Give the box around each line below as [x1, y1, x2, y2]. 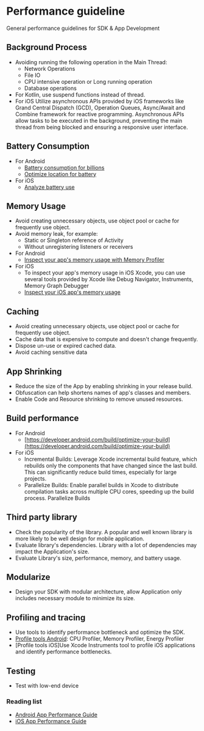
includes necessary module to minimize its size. [15, 595, 135, 602]
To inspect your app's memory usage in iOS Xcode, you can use [24, 269, 186, 276]
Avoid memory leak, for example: [15, 230, 99, 238]
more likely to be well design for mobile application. [15, 535, 144, 542]
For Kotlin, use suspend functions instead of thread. [15, 90, 146, 98]
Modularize [6, 572, 51, 582]
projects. [24, 475, 47, 482]
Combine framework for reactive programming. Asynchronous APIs [15, 110, 185, 117]
